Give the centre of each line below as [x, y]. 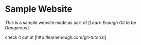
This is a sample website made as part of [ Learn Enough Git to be [70, 22]
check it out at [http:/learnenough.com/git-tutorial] [56, 37]
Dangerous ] [17, 27]
